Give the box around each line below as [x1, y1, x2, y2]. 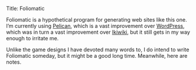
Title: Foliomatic [6, 5, 45, 12]
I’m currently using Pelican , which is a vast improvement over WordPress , [6, 23, 185, 29]
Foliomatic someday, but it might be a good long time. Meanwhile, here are [6, 52, 188, 59]
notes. [6, 58, 22, 65]
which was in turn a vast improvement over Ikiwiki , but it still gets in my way [6, 29, 191, 36]
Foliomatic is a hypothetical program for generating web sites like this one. [6, 16, 187, 23]
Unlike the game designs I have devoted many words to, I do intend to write [6, 46, 190, 53]
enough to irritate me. [6, 35, 59, 41]
